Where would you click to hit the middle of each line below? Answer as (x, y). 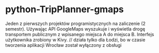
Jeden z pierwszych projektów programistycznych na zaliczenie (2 (75, 23)
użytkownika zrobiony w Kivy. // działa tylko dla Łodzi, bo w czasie (75, 40)
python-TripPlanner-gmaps (64, 9)
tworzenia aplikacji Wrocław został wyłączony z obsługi (63, 45)
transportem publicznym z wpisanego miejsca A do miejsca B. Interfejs (80, 34)
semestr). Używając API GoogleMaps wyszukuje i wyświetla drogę (75, 29)
